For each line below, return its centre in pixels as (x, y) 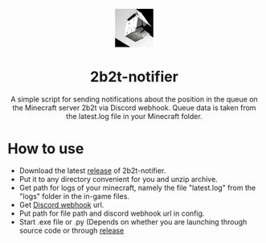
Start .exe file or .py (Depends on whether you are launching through (133, 222)
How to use (46, 148)
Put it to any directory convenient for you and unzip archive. (118, 179)
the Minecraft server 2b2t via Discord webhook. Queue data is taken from (134, 107)
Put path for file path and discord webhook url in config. (112, 213)
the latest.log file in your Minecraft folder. (134, 116)
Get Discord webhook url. (61, 205)
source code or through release (72, 231)
